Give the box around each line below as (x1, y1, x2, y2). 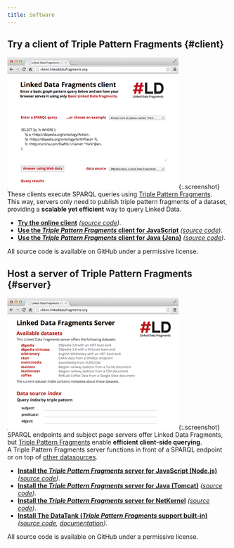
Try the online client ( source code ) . (17, 219, 122, 227)
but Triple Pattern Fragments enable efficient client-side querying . (7, 438, 202, 447)
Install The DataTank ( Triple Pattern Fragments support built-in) (17, 511, 208, 520)
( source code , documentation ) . (17, 519, 108, 528)
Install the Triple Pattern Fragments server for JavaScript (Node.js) (17, 466, 218, 475)
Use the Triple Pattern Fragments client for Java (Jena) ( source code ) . (17, 234, 226, 242)
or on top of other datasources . (7, 453, 98, 461)
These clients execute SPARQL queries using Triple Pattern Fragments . (7, 190, 213, 198)
